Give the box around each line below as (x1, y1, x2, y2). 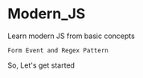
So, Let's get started (7, 60, 76, 70)
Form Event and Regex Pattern (7, 46, 109, 54)
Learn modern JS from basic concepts (7, 31, 136, 41)
